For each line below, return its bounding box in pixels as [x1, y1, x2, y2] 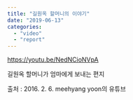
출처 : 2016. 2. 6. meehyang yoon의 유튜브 [7, 85, 126, 93]
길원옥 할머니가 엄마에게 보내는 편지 [7, 70, 105, 78]
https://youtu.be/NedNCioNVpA [7, 55, 99, 64]
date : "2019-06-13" [7, 17, 64, 24]
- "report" [13, 36, 45, 43]
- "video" [13, 29, 42, 37]
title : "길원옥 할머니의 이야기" [7, 10, 90, 17]
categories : [7, 23, 42, 30]
